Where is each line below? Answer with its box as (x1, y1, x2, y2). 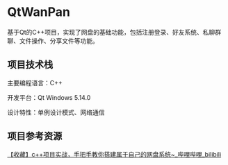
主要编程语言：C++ (7, 78, 63, 87)
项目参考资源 (7, 130, 63, 142)
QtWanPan (7, 4, 71, 20)
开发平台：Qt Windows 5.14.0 (7, 93, 91, 101)
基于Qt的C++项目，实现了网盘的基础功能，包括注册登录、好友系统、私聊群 (7, 28, 222, 36)
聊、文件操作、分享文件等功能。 (7, 36, 99, 45)
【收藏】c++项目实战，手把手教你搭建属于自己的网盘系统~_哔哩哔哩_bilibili (7, 150, 222, 158)
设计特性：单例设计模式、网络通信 (7, 108, 105, 116)
